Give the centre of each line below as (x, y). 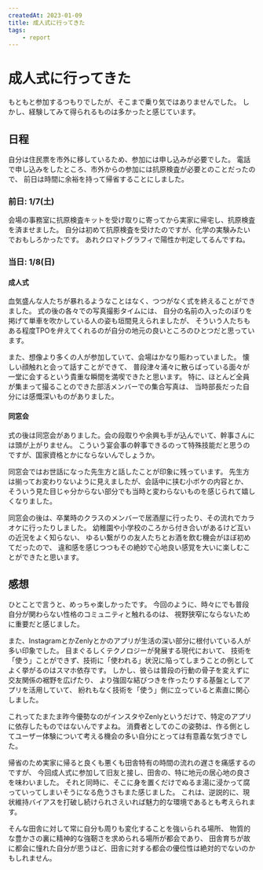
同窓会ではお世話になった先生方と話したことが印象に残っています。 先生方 (129, 471)
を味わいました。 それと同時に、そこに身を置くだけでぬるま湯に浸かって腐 (129, 783)
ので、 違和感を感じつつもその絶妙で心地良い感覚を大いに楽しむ (139, 547)
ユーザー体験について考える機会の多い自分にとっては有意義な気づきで (128, 736)
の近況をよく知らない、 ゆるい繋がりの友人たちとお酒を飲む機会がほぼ (122, 537)
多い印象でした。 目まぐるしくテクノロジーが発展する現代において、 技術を (130, 651)
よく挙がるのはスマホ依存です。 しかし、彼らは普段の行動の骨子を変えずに (129, 670)
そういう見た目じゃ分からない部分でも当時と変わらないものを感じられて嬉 (128, 491)
